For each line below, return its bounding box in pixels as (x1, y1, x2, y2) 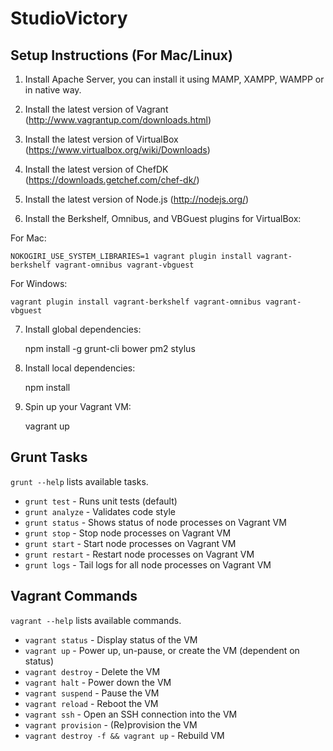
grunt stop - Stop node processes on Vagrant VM (24, 527, 232, 539)
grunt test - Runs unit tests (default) (24, 495, 178, 507)
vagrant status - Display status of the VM (24, 633, 198, 646)
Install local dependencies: (24, 362, 136, 374)
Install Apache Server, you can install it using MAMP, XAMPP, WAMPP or (24, 73, 325, 85)
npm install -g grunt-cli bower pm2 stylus (24, 343, 196, 354)
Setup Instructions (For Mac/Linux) (10, 47, 233, 64)
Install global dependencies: (24, 323, 142, 335)
